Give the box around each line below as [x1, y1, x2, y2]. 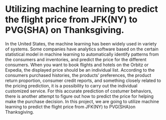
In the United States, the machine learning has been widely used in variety [5, 40, 157, 46]
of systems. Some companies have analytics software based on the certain [5, 46, 159, 52]
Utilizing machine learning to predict [5, 3, 158, 15]
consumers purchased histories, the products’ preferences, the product [5, 72, 151, 78]
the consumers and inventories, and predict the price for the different [5, 56, 147, 62]
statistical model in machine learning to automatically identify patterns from [5, 51, 160, 57]
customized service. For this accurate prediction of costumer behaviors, [5, 88, 153, 94]
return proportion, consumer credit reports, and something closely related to [5, 78, 161, 83]
